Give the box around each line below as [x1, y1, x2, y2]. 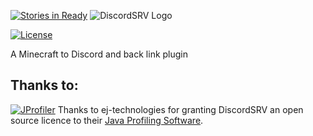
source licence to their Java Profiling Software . [10, 114, 204, 126]
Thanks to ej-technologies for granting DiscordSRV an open [57, 103, 304, 115]
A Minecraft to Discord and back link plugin [10, 48, 189, 60]
